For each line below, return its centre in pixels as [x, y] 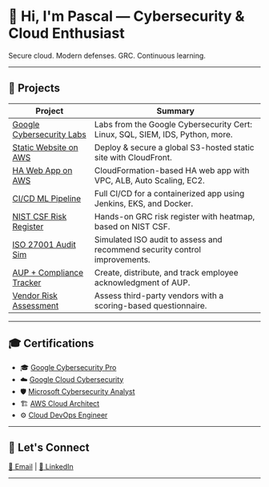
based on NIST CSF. [132, 226]
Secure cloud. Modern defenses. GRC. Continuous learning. [107, 55]
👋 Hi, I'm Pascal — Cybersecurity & [126, 16]
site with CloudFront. [133, 157]
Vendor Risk [35, 296]
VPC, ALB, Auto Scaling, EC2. [150, 180]
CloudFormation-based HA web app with [172, 170]
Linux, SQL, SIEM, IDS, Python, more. [164, 134]
